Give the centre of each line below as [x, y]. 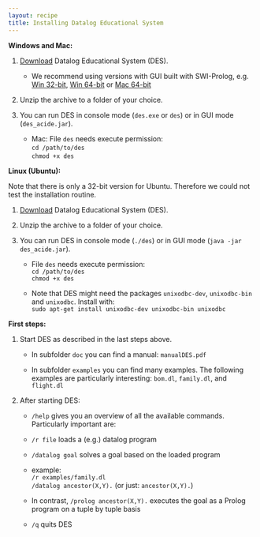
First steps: [27, 324]
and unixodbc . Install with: [73, 302]
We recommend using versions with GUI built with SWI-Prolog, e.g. [140, 76]
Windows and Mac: [41, 45]
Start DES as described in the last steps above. [96, 339]
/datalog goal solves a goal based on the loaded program [126, 454]
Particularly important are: [74, 424]
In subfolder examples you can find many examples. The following [137, 370]
